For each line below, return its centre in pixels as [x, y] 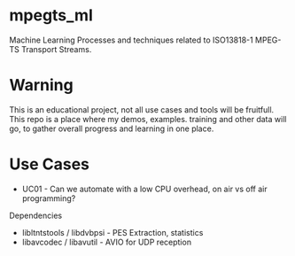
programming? [49, 198]
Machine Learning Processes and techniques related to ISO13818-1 [132, 40]
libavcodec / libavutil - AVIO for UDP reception [107, 242]
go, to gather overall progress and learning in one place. [112, 128]
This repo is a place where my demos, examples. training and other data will [148, 119]
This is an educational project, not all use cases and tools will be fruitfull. [142, 109]
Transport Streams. [56, 49]
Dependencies [36, 215]
